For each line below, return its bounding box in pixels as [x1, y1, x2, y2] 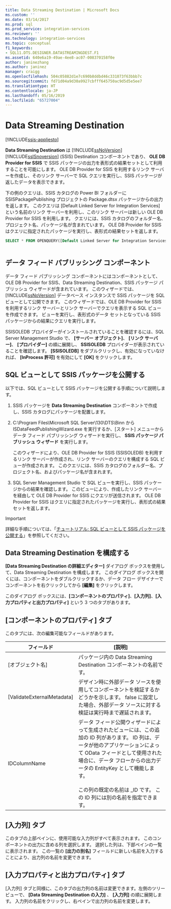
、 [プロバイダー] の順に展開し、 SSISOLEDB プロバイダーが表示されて [11, 341, 160, 347]
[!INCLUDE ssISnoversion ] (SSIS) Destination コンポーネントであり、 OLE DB [5, 154, 165, 160]
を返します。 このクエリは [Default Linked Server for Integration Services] [5, 203, 160, 209]
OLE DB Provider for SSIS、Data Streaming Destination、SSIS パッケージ [5, 279, 158, 285]
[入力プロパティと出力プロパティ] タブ [5, 871, 125, 879]
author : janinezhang [5, 60, 49, 65]
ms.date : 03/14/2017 [5, 17, 49, 22]
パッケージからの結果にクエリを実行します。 [5, 318, 99, 324]
